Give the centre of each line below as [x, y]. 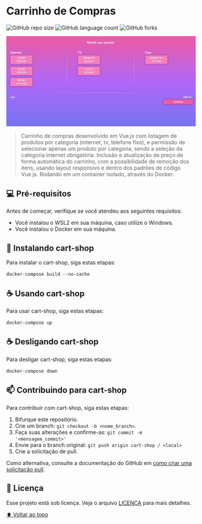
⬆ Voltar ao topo [27, 514]
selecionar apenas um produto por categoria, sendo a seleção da [102, 148]
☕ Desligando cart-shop [53, 342]
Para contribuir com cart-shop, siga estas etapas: [68, 407]
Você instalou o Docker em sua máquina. [66, 229]
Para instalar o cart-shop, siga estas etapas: [61, 263]
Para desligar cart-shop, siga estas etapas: [60, 359]
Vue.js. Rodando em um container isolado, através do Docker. [97, 174]
